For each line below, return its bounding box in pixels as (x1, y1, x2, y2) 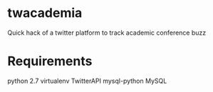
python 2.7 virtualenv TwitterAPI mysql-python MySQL (7, 76, 167, 85)
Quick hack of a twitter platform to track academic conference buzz (7, 28, 207, 37)
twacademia (7, 5, 83, 21)
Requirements (7, 53, 93, 69)
